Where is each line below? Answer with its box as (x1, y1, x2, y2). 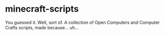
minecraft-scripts (5, 3, 79, 15)
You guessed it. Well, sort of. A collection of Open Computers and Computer (5, 19, 160, 25)
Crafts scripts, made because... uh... (5, 24, 79, 30)
